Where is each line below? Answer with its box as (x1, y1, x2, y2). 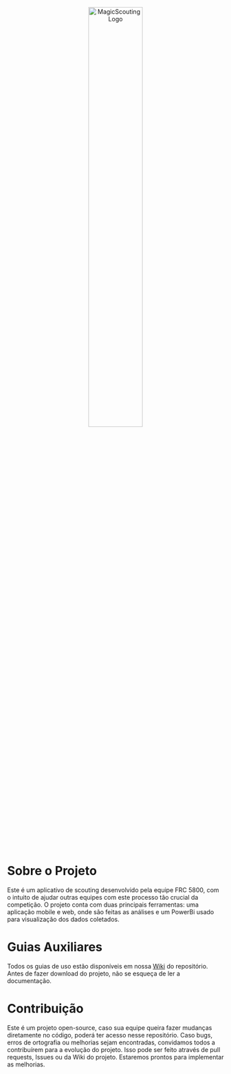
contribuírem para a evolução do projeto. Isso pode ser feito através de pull (7, 1045, 221, 1053)
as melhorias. (7, 1060, 45, 1068)
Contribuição (7, 1001, 84, 1017)
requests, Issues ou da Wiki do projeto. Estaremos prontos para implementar (7, 1053, 224, 1061)
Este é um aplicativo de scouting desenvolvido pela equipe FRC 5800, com (7, 885, 219, 894)
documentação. (7, 976, 52, 984)
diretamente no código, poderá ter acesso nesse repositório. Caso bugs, (7, 1031, 213, 1039)
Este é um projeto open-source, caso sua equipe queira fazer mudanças (7, 1023, 212, 1032)
